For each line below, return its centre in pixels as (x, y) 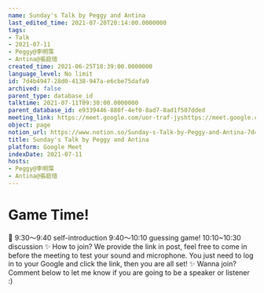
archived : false (35, 88)
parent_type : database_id (50, 96)
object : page (29, 125)
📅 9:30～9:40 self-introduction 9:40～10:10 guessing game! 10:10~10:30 (125, 237)
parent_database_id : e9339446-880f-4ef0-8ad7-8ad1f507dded (107, 111)
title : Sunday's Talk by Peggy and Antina (79, 139)
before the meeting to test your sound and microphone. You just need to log (131, 255)
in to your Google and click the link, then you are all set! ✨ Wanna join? (123, 263)
